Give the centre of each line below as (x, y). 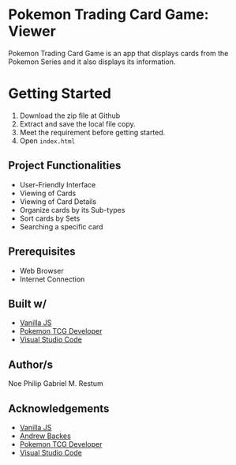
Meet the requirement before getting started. (92, 132)
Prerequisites (42, 252)
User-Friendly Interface (58, 184)
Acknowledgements (59, 408)
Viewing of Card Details (58, 201)
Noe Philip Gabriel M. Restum (56, 384)
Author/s (31, 364)
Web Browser (42, 270)
